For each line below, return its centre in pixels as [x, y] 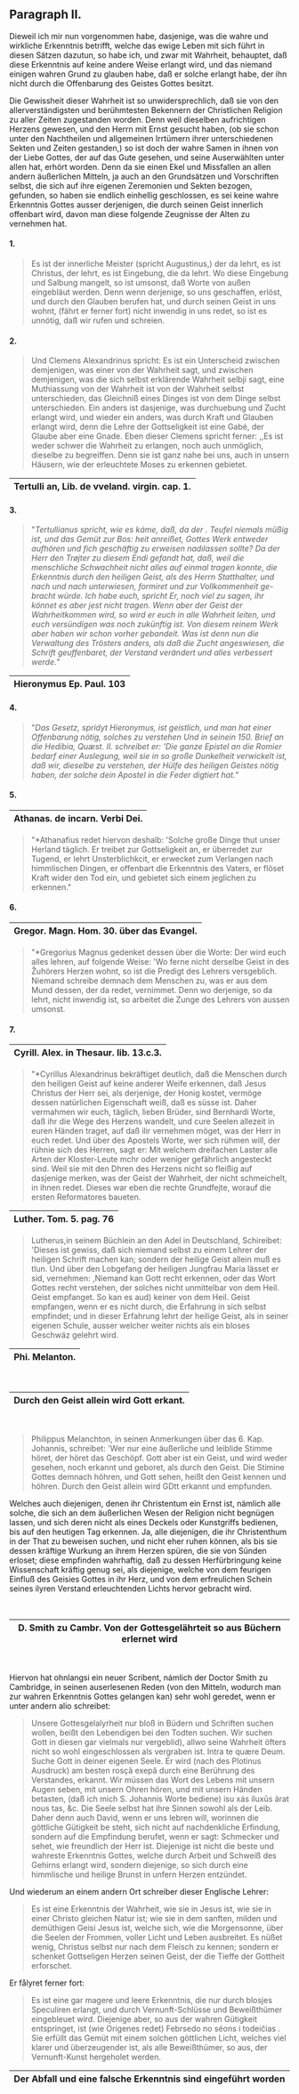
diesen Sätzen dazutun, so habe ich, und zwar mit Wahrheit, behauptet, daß [148, 55]
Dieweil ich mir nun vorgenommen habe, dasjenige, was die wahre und [139, 36]
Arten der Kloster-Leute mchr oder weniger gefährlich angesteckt [151, 1160]
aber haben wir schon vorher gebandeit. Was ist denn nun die [145, 634]
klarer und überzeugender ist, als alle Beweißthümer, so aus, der [149, 2048]
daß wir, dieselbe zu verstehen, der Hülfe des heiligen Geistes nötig [155, 765]
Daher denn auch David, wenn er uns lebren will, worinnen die [145, 1818]
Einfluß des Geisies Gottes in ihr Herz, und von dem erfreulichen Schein [141, 1580]
